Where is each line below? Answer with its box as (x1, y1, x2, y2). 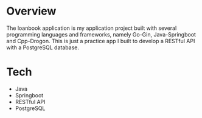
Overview (6, 4, 57, 18)
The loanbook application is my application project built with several (6, 24, 177, 32)
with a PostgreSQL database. (6, 44, 79, 51)
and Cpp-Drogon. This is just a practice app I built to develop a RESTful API (6, 37, 195, 44)
